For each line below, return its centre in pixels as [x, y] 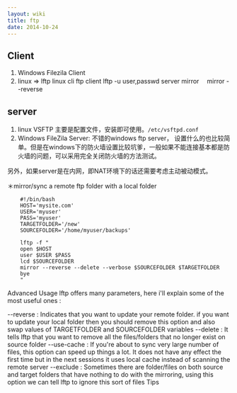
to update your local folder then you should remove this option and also [111, 322]
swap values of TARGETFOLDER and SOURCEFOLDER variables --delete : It [118, 329]
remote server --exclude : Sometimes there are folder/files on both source [115, 367]
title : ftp [23, 21]
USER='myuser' [41, 212]
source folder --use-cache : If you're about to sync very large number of [113, 344]
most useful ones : [34, 301]
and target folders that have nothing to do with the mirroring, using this [110, 375]
